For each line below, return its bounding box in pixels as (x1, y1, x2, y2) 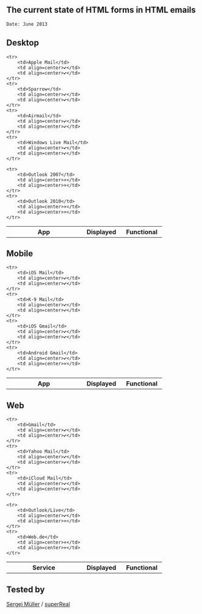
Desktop (6, 38, 40, 48)
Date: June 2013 (6, 21, 48, 27)
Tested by (6, 584, 45, 594)
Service (32, 563, 56, 572)
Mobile (6, 249, 34, 259)
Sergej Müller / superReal (6, 601, 70, 608)
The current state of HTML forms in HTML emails (6, 5, 197, 15)
